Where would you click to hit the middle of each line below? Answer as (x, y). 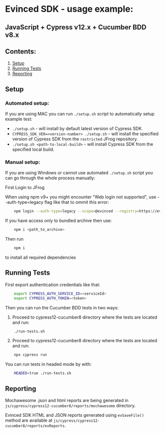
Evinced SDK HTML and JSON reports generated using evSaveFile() (75, 415)
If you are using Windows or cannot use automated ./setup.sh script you (79, 173)
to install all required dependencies (41, 257)
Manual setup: (23, 162)
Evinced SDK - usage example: (69, 9)
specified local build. (33, 149)
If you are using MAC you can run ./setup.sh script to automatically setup (80, 114)
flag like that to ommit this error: (77, 202)
